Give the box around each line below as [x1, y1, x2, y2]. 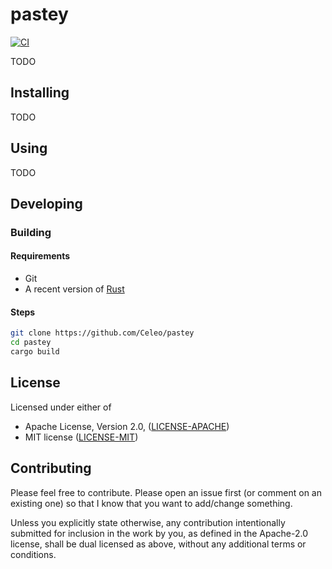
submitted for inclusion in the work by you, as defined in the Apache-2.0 [10, 527, 308, 539]
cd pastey [10, 338, 52, 348]
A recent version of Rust [24, 283, 125, 295]
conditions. [10, 548, 57, 560]
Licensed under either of [10, 401, 112, 413]
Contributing [10, 460, 92, 477]
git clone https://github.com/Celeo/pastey [10, 328, 195, 338]
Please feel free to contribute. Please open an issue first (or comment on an [10, 486, 322, 498]
